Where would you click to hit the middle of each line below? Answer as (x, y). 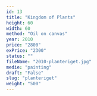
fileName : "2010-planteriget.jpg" (49, 61)
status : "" (20, 56)
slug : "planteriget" (32, 78)
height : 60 (20, 23)
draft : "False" (25, 73)
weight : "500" (24, 84)
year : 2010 (20, 39)
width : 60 (18, 28)
